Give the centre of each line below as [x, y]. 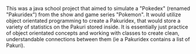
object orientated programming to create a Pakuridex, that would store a [93, 21]
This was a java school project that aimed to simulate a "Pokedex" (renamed [98, 8]
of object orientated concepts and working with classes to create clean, [93, 33]
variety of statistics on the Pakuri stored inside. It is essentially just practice [97, 27]
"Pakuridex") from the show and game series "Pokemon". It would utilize [94, 15]
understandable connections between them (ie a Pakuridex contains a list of [98, 39]
